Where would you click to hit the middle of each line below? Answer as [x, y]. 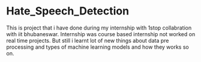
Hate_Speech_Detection [68, 11]
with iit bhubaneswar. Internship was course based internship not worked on [101, 34]
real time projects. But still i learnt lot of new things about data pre [88, 40]
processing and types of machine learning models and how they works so [97, 47]
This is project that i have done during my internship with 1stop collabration [99, 28]
